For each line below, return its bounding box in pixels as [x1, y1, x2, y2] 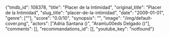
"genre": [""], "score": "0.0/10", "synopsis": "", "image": [5, 15, 122, 21]
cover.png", [5, 20, 30, 26]
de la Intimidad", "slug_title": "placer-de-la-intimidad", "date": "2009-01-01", [5, 10, 164, 16]
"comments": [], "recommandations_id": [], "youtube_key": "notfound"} [5, 26, 154, 32]
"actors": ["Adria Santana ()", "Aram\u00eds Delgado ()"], [30, 20, 151, 26]
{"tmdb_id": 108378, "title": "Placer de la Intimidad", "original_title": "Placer [5, 5, 162, 10]
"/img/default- [122, 15, 153, 21]
